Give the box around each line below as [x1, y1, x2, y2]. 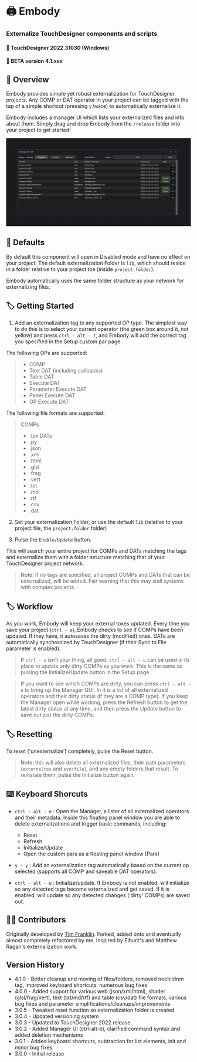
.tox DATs [29, 432, 53, 439]
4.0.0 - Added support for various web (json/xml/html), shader [14, 988, 166, 995]
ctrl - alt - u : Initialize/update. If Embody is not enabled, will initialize [14, 879, 189, 886]
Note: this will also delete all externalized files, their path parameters [20, 759, 186, 766]
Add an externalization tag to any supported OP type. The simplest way [14, 319, 188, 326]
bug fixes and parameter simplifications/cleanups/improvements [14, 1000, 171, 1007]
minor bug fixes [14, 1044, 53, 1051]
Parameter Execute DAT [29, 385, 87, 393]
